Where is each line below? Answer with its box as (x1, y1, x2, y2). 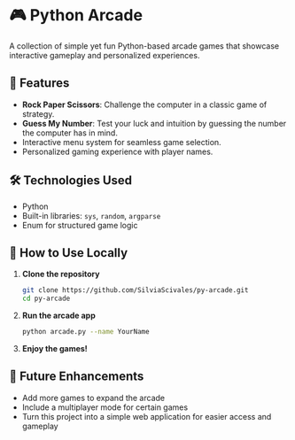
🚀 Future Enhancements (9, 369, 144, 384)
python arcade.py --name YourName (21, 328, 150, 336)
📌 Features (9, 75, 70, 91)
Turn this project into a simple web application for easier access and (21, 411, 272, 421)
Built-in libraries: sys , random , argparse (21, 210, 161, 220)
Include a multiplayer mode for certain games (21, 402, 189, 413)
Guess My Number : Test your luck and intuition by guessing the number (21, 118, 287, 128)
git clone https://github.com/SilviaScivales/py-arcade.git (21, 286, 249, 295)
